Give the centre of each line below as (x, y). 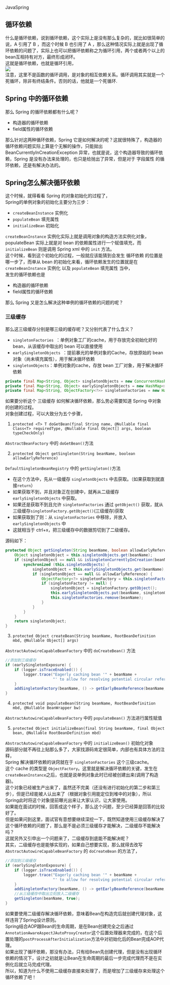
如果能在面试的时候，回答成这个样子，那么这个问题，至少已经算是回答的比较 (85, 807)
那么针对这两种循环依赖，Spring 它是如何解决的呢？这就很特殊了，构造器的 (84, 140)
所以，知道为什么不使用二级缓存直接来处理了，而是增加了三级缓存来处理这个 (85, 971)
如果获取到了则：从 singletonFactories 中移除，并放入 (70, 517)
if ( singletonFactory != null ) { (77, 583)
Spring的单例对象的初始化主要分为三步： (48, 202)
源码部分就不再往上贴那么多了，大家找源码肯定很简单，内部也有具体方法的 (83, 750)
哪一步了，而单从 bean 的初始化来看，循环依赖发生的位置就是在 (72, 262)
